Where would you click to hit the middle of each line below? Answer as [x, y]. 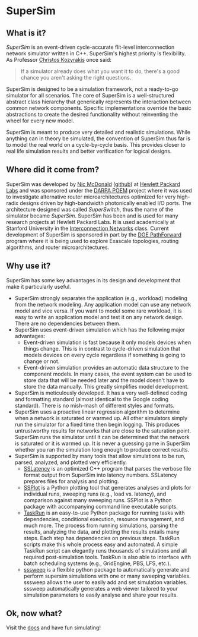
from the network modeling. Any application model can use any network [103, 304]
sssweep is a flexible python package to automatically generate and [106, 569]
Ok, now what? [34, 614]
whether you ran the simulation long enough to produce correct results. [102, 449]
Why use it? [28, 266]
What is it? [26, 33]
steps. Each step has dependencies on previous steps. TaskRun [101, 538]
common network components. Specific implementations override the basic [99, 108]
